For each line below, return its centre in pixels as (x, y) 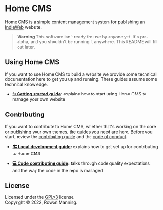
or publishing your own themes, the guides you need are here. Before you (79, 132)
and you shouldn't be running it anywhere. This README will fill (94, 41)
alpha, (23, 41)
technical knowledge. (27, 84)
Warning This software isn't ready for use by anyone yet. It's (78, 37)
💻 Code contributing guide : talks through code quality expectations (81, 163)
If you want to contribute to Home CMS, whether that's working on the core (81, 126)
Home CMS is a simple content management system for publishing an (75, 22)
